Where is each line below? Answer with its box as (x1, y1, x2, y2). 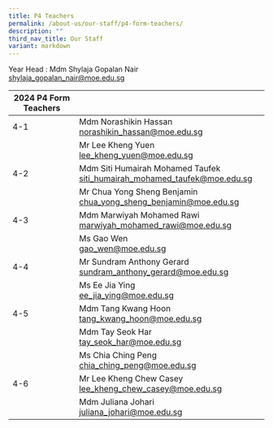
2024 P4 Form (13, 93, 71, 104)
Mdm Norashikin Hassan (78, 116, 173, 128)
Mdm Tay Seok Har (78, 326, 152, 338)
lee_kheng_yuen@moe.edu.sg (78, 149, 193, 161)
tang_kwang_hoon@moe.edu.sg (78, 313, 202, 325)
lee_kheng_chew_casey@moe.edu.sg (78, 383, 223, 395)
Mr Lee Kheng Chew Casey (78, 373, 184, 384)
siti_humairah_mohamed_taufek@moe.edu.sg (78, 173, 253, 184)
